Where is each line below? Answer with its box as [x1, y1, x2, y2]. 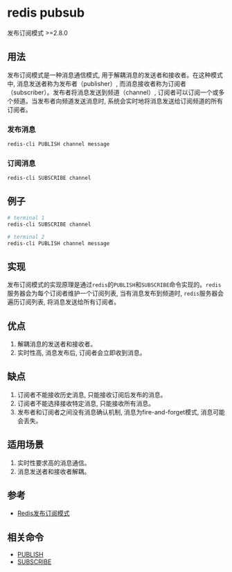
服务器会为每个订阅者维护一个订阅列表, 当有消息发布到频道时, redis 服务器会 [7, 289, 224, 298]
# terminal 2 [7, 233, 45, 240]
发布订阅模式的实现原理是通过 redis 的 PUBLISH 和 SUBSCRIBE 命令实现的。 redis [7, 280, 222, 289]
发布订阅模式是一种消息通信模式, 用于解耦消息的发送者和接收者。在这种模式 [7, 71, 223, 79]
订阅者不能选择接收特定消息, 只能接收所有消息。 [17, 399, 154, 407]
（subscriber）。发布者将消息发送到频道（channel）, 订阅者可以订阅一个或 [7, 88, 219, 96]
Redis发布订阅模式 [17, 509, 71, 518]
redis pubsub [7, 5, 85, 21]
